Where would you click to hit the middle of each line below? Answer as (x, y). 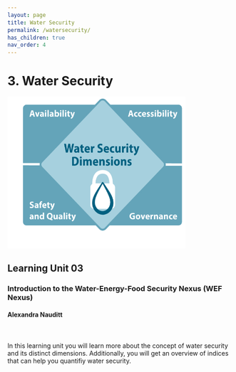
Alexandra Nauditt (35, 314)
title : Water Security (41, 22)
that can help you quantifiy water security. (70, 361)
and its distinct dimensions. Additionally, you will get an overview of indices (118, 353)
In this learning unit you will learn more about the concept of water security (118, 346)
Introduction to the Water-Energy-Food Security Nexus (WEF (115, 289)
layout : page (27, 15)
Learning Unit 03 (46, 269)
